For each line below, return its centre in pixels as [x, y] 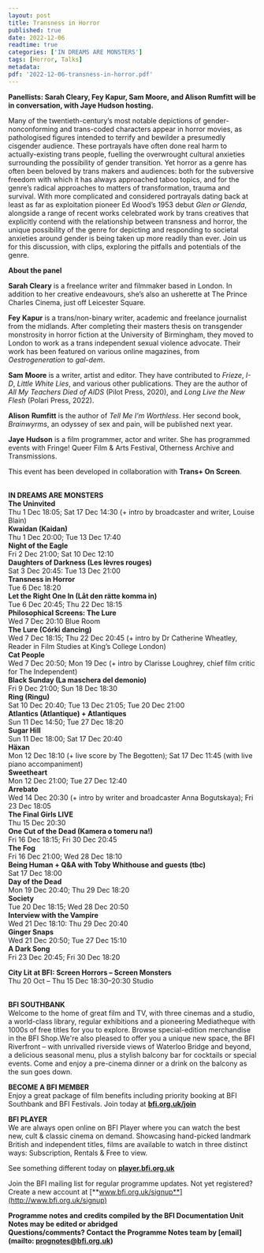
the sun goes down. [40, 1071]
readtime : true [33, 45]
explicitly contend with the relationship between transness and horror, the [128, 221]
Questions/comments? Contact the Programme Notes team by [113, 1232]
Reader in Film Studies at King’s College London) [87, 646]
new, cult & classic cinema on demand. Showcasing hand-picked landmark [130, 1136]
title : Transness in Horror [54, 23]
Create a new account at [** [54, 1191]
